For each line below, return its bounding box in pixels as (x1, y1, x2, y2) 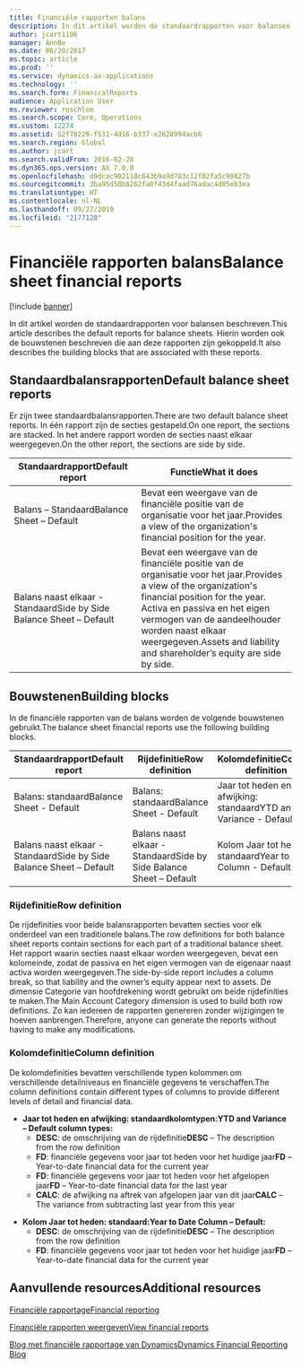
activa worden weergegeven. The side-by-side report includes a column (9, 967, 274, 978)
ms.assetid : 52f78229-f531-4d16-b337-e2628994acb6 (9, 130, 202, 139)
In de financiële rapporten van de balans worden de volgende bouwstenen (9, 712, 285, 723)
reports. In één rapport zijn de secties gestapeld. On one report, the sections (9, 420, 290, 431)
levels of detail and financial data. (9, 1095, 133, 1106)
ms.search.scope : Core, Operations (9, 113, 142, 122)
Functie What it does (169, 466, 258, 478)
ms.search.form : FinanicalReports (9, 88, 139, 97)
